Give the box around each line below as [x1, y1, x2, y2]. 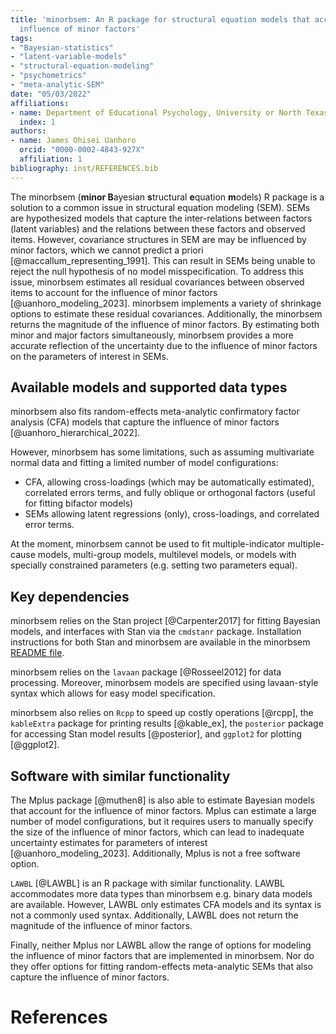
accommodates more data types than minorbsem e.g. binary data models [10, 888, 313, 900]
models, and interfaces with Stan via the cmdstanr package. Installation [10, 626, 302, 638]
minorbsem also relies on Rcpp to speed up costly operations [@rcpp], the [10, 707, 314, 719]
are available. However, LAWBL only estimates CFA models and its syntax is [10, 899, 322, 911]
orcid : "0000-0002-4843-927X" [19, 145, 145, 155]
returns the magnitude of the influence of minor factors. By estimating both [10, 318, 320, 330]
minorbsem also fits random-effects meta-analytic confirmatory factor [10, 406, 300, 418]
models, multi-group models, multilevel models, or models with [37, 549, 297, 561]
